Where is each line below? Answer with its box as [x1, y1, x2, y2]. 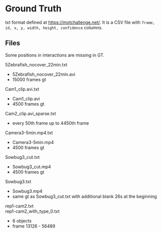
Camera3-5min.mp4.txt [5, 130, 53, 136]
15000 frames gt [12, 76, 46, 82]
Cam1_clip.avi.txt [5, 86, 40, 92]
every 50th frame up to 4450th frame [12, 120, 89, 126]
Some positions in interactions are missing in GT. [5, 52, 105, 58]
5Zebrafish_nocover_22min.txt [5, 61, 68, 67]
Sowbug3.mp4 [12, 188, 43, 194]
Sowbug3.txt [5, 179, 31, 185]
